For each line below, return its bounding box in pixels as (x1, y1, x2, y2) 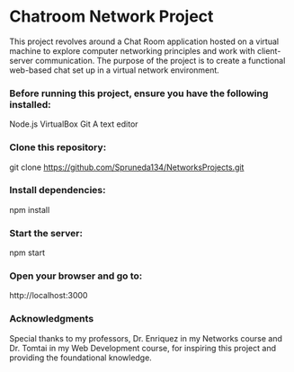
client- (256, 45, 281, 56)
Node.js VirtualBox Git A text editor (9, 119, 138, 129)
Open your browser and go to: (9, 270, 143, 282)
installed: (9, 98, 51, 111)
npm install (9, 204, 50, 215)
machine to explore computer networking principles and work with (9, 45, 255, 56)
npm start (9, 247, 46, 258)
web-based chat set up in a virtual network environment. (9, 65, 220, 75)
